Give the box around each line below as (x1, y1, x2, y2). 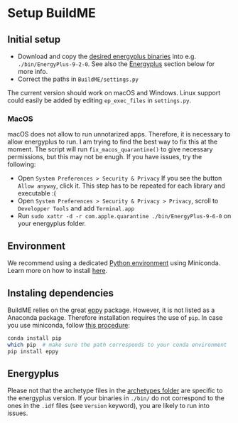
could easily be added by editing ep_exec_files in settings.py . (7, 96, 192, 105)
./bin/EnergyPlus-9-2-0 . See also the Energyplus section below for (17, 60, 215, 68)
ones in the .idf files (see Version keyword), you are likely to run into (7, 402, 210, 410)
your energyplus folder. (17, 219, 87, 228)
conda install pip (7, 334, 62, 342)
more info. (17, 68, 48, 75)
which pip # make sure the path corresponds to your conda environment (7, 341, 227, 348)
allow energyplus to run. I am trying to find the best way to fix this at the (7, 137, 218, 146)
